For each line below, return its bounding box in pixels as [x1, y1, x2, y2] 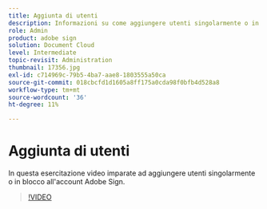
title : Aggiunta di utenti [8, 11, 98, 20]
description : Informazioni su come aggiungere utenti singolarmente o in [8, 19, 260, 27]
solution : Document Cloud [8, 41, 94, 49]
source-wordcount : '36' [8, 93, 88, 101]
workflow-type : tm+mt [8, 85, 81, 94]
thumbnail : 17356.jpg [8, 64, 81, 72]
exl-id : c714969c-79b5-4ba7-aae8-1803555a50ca [8, 71, 166, 79]
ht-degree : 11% [8, 101, 59, 108]
